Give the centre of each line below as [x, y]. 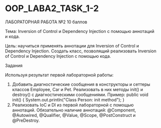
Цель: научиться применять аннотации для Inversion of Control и [72, 46]
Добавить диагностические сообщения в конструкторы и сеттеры [81, 84]
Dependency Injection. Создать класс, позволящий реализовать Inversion [81, 51]
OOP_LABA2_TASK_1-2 [52, 8]
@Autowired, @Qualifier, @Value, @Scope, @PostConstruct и [74, 115]
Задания [14, 65]
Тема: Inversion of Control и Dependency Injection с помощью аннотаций [80, 31]
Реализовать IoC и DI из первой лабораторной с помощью [73, 105]
